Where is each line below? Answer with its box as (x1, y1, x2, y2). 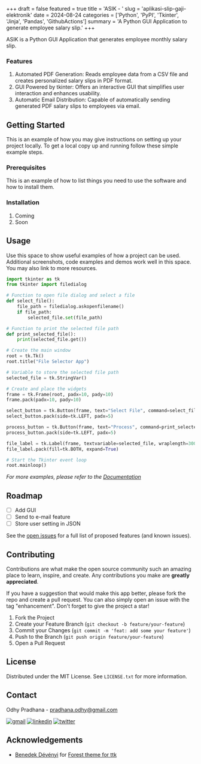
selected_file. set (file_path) (28, 315, 103, 321)
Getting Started (6, 120, 65, 130)
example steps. (6, 149, 44, 156)
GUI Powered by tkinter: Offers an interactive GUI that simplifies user (14, 83, 184, 90)
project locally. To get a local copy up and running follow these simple (6, 142, 178, 149)
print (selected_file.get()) (17, 337, 87, 343)
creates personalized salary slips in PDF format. (14, 77, 133, 84)
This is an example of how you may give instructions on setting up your (6, 136, 182, 143)
